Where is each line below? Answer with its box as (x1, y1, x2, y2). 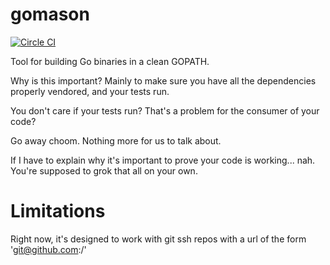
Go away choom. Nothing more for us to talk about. (10, 134, 222, 147)
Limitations (10, 200, 106, 223)
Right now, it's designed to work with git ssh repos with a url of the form (10, 233, 307, 245)
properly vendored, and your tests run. (10, 85, 170, 97)
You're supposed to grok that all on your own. (10, 164, 198, 177)
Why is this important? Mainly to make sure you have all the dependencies (10, 74, 317, 87)
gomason (10, 3, 90, 26)
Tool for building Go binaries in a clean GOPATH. (10, 55, 210, 67)
